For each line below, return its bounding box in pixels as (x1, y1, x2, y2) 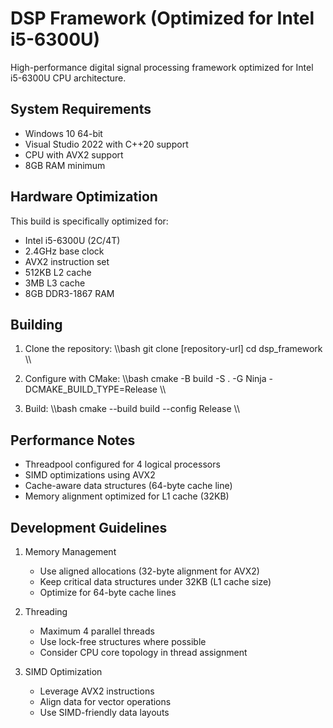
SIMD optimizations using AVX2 (24, 469, 156, 481)
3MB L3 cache (24, 277, 86, 289)
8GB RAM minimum (24, 159, 106, 171)
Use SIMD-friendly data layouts (39, 707, 170, 718)
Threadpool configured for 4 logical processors (24, 458, 221, 471)
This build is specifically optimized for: (10, 215, 169, 227)
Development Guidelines (10, 519, 168, 536)
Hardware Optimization (10, 188, 158, 206)
